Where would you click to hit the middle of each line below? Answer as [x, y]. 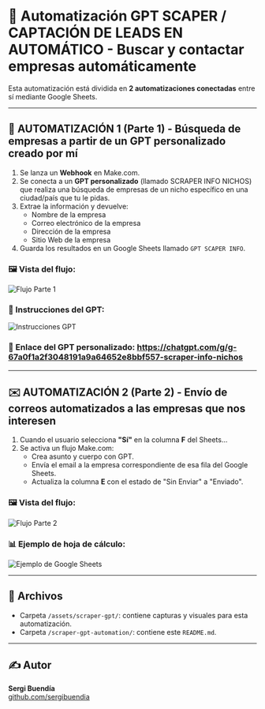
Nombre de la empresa [69, 214]
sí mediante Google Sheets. [53, 96]
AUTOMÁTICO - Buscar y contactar [126, 50]
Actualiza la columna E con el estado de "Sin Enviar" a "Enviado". [137, 482]
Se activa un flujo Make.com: [67, 448]
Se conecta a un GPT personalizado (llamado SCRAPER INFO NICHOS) [136, 181]
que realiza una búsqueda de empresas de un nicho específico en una [134, 189]
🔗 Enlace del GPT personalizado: [72, 347]
